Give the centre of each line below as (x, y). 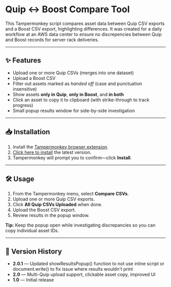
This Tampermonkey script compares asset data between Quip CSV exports (85, 23)
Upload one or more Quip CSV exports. (54, 199)
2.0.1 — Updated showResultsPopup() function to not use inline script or (88, 264)
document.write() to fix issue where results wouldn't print (73, 269)
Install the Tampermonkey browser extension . (60, 147)
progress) (23, 105)
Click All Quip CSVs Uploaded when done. (58, 205)
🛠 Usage (20, 179)
